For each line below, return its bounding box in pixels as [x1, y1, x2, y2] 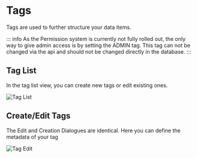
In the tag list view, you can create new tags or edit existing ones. [6, 81, 168, 89]
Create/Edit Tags [6, 111, 71, 121]
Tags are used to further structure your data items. [6, 24, 132, 31]
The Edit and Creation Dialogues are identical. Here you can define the [6, 127, 181, 134]
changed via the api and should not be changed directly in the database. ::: [6, 48, 192, 55]
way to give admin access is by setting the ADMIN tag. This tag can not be [6, 42, 190, 49]
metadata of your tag [6, 133, 58, 141]
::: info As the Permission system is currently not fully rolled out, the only [6, 35, 186, 42]
